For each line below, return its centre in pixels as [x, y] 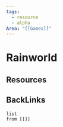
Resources [26, 80]
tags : [13, 12]
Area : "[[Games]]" [29, 28]
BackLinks [26, 100]
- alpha [21, 23]
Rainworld [32, 58]
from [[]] [18, 119]
